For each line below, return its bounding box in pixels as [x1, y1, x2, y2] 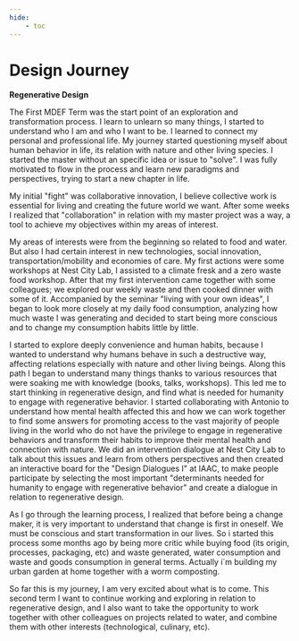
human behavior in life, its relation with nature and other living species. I [9, 145, 274, 156]
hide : [9, 13, 29, 22]
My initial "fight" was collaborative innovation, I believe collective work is [9, 191, 277, 201]
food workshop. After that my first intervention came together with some [9, 275, 276, 286]
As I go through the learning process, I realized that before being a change [9, 509, 284, 520]
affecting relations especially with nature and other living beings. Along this [9, 359, 286, 370]
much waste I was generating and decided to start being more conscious [9, 312, 278, 323]
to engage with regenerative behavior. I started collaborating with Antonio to [9, 397, 290, 407]
